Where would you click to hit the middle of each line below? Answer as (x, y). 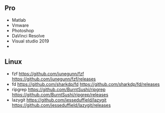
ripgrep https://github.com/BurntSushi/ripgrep (59, 89)
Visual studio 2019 (30, 41)
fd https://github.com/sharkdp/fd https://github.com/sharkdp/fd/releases (86, 84)
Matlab (19, 20)
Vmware (20, 25)
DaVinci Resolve (28, 36)
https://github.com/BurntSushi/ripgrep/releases (60, 94)
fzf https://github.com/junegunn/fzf (48, 74)
